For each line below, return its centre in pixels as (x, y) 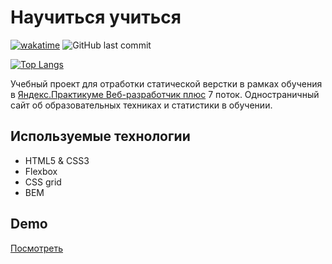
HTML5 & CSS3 (57, 160)
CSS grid (43, 182)
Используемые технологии (100, 136)
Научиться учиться (96, 17)
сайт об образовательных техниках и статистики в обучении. (141, 105)
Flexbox (41, 171)
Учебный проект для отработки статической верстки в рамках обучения (166, 83)
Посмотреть (37, 248)
